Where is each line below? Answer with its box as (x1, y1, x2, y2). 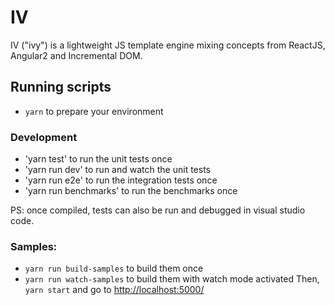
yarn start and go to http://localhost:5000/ (24, 284, 205, 296)
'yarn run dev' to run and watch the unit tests (24, 164, 211, 176)
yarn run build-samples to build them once (24, 262, 204, 275)
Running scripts (10, 79, 112, 96)
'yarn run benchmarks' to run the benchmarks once (24, 185, 238, 197)
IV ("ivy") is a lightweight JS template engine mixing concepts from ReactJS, (10, 39, 326, 51)
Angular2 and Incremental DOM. (10, 49, 143, 61)
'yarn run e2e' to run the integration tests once (24, 174, 218, 186)
